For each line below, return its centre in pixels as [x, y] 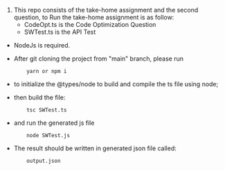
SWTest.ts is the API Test [60, 32]
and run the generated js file [54, 123]
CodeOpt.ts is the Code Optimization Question [90, 24]
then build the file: [39, 97]
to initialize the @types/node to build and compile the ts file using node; [116, 84]
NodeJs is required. [42, 45]
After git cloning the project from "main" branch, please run [98, 59]
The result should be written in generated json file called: [95, 148]
